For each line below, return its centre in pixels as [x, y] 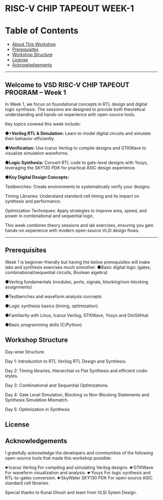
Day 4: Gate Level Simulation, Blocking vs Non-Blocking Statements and [77, 394]
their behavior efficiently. [30, 138]
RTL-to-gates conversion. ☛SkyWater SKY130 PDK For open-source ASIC [79, 478]
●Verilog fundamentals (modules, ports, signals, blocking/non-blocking [77, 282]
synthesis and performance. [33, 201]
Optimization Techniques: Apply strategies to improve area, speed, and [76, 210]
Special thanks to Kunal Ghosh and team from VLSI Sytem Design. [71, 492]
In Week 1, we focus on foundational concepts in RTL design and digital [76, 104]
